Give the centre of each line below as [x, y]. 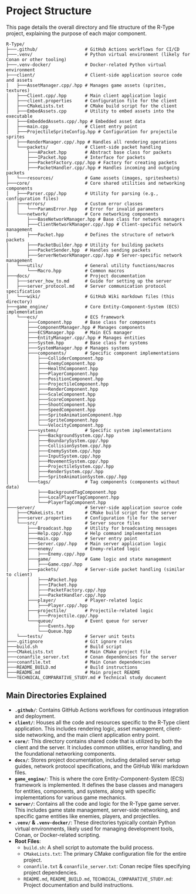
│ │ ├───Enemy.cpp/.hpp [45, 554]
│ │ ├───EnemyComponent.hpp [51, 363]
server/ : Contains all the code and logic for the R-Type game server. [97, 803]
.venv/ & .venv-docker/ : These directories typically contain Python [95, 822]
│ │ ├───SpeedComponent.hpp [51, 410]
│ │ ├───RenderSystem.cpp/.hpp [55, 471]
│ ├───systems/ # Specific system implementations [89, 430]
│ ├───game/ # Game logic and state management [89, 559]
